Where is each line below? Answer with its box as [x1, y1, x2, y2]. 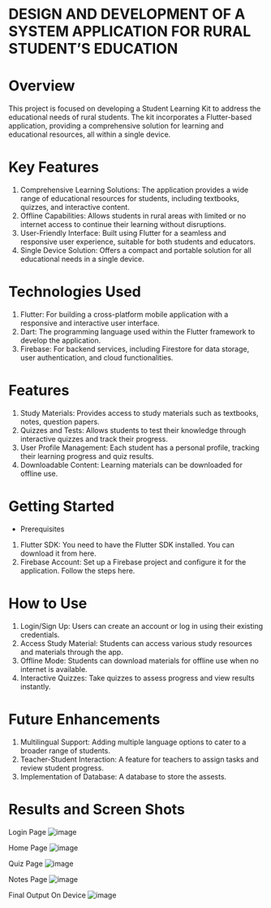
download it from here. [19, 548, 97, 558]
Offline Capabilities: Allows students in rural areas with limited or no [19, 211, 247, 220]
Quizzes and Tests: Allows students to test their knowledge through [19, 425, 246, 435]
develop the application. [19, 335, 101, 345]
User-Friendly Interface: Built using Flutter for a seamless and [19, 229, 227, 238]
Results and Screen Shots [8, 800, 185, 819]
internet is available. [19, 664, 88, 674]
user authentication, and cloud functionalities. [19, 353, 174, 362]
